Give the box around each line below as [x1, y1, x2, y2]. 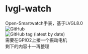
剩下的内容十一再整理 [5, 43, 49, 49]
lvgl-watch [5, 3, 52, 14]
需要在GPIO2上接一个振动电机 [5, 37, 67, 43]
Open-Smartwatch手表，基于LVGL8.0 [5, 20, 83, 26]
